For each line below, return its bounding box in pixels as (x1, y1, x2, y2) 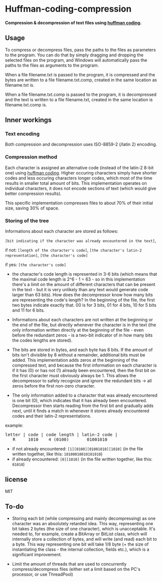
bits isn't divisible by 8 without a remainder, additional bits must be (12, 352, 146, 358)
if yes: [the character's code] (5, 262, 66, 267)
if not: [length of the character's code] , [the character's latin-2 (5, 247, 142, 253)
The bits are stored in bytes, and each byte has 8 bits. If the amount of (12, 347, 153, 353)
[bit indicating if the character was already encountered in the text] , (5, 237, 157, 244)
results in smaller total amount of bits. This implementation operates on (5, 180, 147, 186)
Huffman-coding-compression (5, 3, 132, 15)
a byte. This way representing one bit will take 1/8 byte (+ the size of (12, 541, 149, 547)
